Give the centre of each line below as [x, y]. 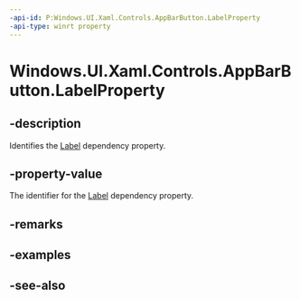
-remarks [36, 224]
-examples [40, 255]
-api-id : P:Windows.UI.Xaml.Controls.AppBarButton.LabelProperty [135, 18]
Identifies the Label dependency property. [88, 145]
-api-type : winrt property [60, 26]
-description [45, 124]
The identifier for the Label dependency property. [102, 196]
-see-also [37, 286]
